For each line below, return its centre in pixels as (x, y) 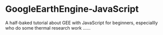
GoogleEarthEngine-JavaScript (72, 9)
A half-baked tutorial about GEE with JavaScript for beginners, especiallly (82, 23)
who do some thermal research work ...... (48, 28)
